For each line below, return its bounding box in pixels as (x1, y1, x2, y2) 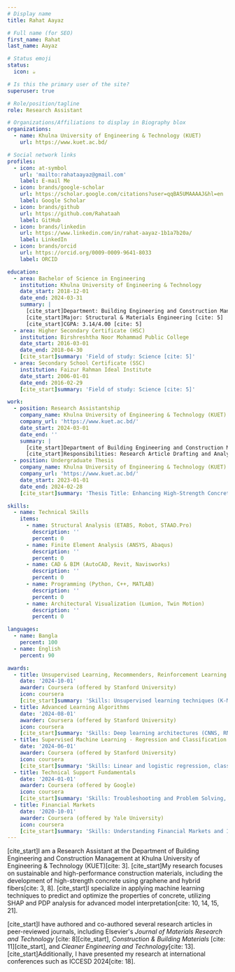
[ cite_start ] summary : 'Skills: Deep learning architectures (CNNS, (20, 730, 220, 737)
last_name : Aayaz (7, 43, 58, 50)
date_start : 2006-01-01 (20, 372, 90, 379)
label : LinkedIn (20, 236, 68, 243)
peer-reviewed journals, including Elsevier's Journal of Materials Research (7, 927, 222, 936)
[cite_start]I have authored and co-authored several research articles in (7, 920, 213, 929)
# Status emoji (7, 55, 52, 62)
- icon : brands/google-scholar (13, 184, 105, 191)
